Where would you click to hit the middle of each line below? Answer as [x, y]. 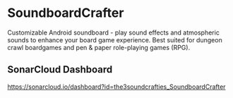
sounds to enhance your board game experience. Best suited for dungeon [115, 39]
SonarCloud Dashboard [60, 69]
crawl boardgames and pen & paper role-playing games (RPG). [99, 47]
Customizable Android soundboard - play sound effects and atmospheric [114, 32]
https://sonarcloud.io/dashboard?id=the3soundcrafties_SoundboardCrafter [116, 87]
